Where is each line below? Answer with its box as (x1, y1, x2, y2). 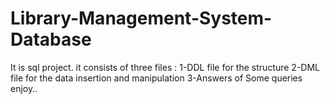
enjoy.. (10, 82, 38, 94)
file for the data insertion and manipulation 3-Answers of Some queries (10, 72, 303, 84)
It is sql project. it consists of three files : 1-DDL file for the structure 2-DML (10, 61, 320, 73)
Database (10, 28, 92, 51)
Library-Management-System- (10, 7, 273, 30)
